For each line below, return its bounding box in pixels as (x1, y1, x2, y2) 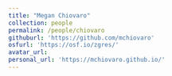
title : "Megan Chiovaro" (8, 11, 91, 20)
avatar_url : (8, 48, 48, 56)
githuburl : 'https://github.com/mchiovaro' (8, 33, 155, 42)
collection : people (8, 19, 73, 27)
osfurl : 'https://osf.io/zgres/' (8, 41, 119, 49)
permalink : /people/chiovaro (8, 26, 105, 34)
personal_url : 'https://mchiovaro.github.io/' (8, 56, 166, 64)
